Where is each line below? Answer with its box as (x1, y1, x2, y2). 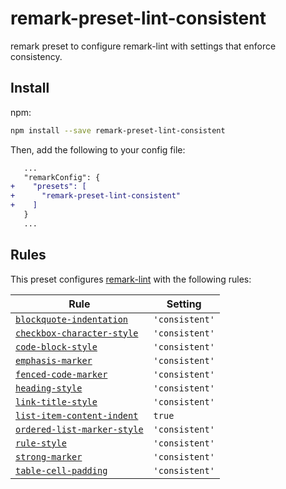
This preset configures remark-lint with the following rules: (10, 273, 252, 285)
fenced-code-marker (15, 368, 108, 380)
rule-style (15, 437, 67, 449)
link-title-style (15, 396, 98, 407)
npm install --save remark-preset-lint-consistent (10, 125, 226, 136)
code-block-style (15, 341, 98, 352)
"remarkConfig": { (23, 172, 101, 182)
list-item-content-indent (15, 410, 139, 421)
